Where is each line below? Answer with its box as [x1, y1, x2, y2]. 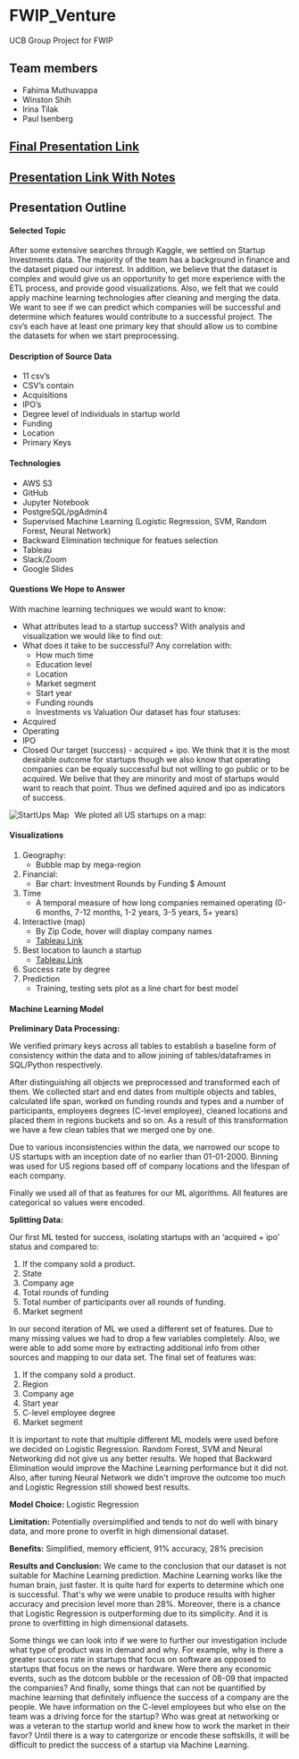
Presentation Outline [9, 200, 127, 215]
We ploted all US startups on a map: [74, 809, 207, 820]
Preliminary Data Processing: [9, 1024, 120, 1034]
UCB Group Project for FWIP [9, 35, 113, 46]
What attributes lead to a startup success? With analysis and [21, 621, 245, 632]
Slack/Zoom [21, 554, 67, 565]
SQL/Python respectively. [9, 1059, 103, 1070]
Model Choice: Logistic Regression [9, 1500, 139, 1510]
